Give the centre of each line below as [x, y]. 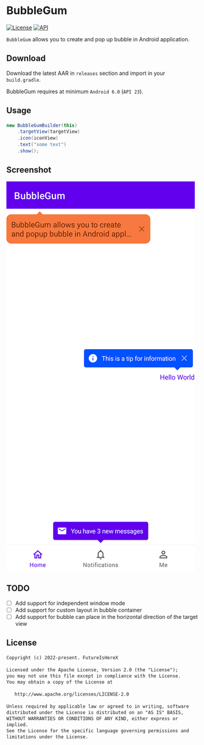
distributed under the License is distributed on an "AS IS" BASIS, [95, 712]
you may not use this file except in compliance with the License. [94, 676]
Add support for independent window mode [70, 603]
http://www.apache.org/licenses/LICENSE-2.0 [72, 694]
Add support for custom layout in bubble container [79, 610]
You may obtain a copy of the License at [60, 682]
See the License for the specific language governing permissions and [98, 731]
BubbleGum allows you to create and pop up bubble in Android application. [98, 39]
